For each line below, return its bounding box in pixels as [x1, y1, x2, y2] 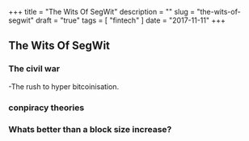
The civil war [8, 63, 61, 75]
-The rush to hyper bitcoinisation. [8, 81, 120, 92]
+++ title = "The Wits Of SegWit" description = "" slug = [8, 7, 196, 16]
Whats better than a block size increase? [8, 123, 172, 135]
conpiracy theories [8, 101, 85, 113]
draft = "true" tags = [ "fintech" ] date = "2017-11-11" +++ [36, 15, 226, 25]
